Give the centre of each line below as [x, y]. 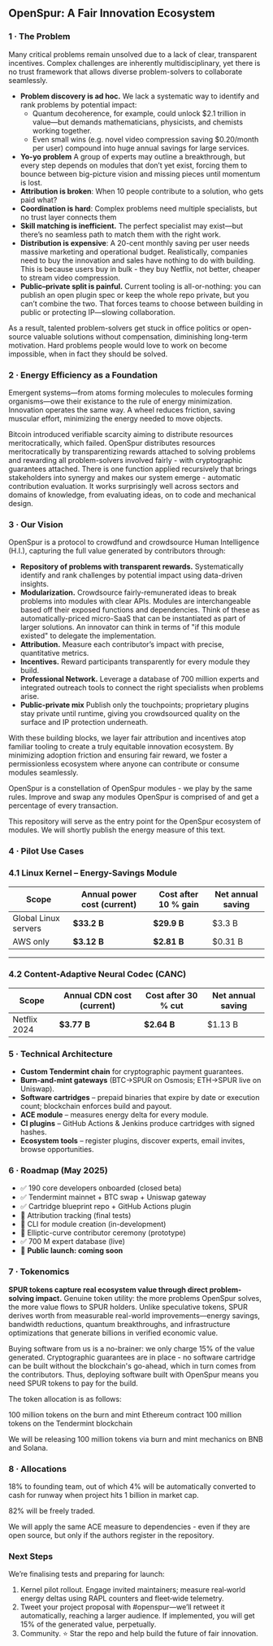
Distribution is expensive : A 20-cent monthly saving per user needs [135, 242]
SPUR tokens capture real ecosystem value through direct [108, 1290]
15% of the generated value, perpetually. [88, 1624]
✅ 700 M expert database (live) [73, 1242]
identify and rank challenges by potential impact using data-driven [131, 575]
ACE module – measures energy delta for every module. [114, 1115]
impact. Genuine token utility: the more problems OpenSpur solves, [148, 1298]
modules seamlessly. [43, 773]
